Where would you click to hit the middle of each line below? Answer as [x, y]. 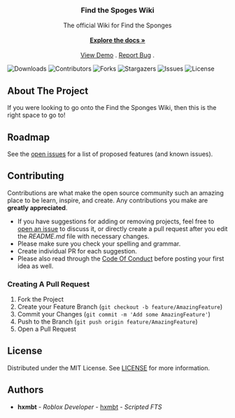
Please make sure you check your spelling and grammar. [99, 244]
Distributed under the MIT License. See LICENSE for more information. [109, 368]
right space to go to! [36, 115]
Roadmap [29, 137]
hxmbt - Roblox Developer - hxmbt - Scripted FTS [90, 407]
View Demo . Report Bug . [117, 55]
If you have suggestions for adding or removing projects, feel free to [116, 221]
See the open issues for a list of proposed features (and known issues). [110, 154]
